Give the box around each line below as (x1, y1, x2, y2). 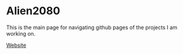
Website (6, 42, 27, 49)
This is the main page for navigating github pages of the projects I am (6, 24, 178, 31)
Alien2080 (6, 4, 60, 18)
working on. (6, 30, 36, 37)
